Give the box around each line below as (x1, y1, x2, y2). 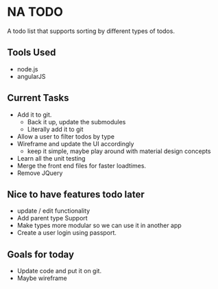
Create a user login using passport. (16, 229, 117, 237)
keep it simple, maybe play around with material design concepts (27, 147, 211, 155)
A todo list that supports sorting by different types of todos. (7, 27, 175, 35)
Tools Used (7, 47, 56, 58)
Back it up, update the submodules (27, 117, 126, 126)
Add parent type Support (16, 214, 88, 222)
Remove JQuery (16, 169, 63, 177)
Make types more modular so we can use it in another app (16, 221, 182, 230)
